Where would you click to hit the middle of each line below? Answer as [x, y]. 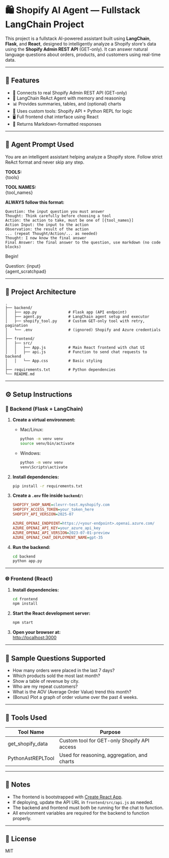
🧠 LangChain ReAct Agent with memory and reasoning [69, 98]
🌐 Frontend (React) [29, 579]
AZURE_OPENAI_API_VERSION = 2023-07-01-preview [61, 533]
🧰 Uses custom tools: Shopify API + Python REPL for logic [72, 111]
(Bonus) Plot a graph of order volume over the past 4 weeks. [75, 697]
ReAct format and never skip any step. [45, 162]
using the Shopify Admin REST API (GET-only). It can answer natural [77, 49]
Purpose [110, 732]
